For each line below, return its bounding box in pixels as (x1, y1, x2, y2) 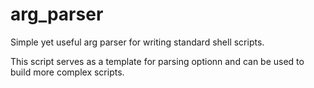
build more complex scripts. (10, 66, 125, 78)
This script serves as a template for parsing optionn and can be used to (10, 55, 305, 67)
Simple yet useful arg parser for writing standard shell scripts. (10, 36, 265, 48)
